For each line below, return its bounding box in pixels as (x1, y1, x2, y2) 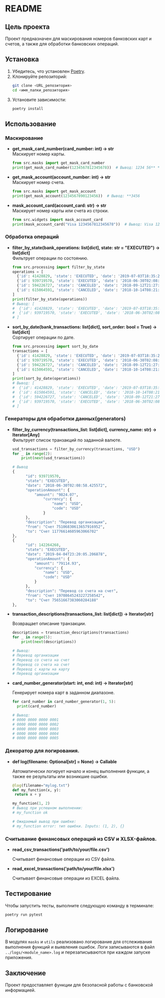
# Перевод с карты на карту (12, 666, 70, 671)
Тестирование (5, 889, 52, 898)
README (5, 3, 42, 14)
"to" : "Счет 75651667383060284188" (25, 597, 99, 602)
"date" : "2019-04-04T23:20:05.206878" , (25, 552, 107, 556)
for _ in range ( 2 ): (12, 451, 53, 456)
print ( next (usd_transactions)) (21, 456, 85, 461)
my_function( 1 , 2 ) (12, 801, 50, 806)
